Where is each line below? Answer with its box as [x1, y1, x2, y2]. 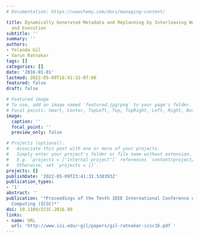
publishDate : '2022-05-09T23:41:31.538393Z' [6, 173, 118, 179]
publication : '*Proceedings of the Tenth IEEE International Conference [6, 195, 190, 201]
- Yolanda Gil [6, 47, 41, 53]
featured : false [6, 80, 46, 86]
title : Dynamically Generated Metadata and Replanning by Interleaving [6, 19, 187, 26]
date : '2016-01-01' [6, 69, 54, 75]
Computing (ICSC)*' [11, 201, 60, 207]
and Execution [11, 25, 46, 31]
